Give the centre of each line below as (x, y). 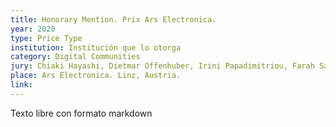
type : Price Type (46, 38)
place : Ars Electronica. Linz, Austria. (96, 76)
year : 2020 (33, 29)
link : (21, 85)
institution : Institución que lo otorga (96, 47)
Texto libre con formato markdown (81, 113)
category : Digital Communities (75, 57)
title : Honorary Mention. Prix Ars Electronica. (113, 19)
